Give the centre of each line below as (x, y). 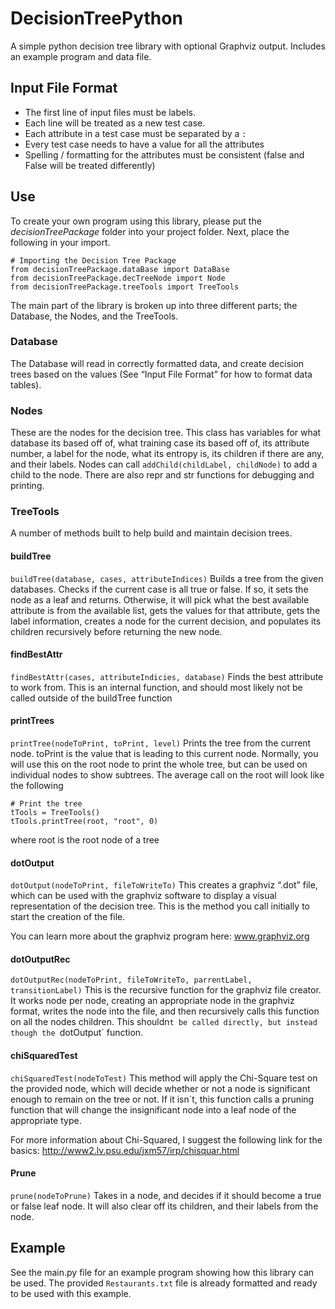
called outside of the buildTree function (91, 698)
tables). (26, 384)
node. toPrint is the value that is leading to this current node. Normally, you (164, 754)
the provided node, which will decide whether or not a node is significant (160, 1088)
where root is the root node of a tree (85, 840)
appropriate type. (46, 1120)
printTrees (32, 721)
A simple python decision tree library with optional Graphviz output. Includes (168, 46)
